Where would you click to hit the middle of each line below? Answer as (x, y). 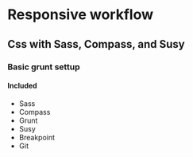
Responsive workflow (81, 15)
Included (22, 86)
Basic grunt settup (44, 67)
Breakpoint (37, 137)
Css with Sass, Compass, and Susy (96, 44)
